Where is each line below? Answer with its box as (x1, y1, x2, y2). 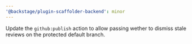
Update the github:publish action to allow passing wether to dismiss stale (5, 25, 187, 32)
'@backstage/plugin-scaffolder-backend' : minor (5, 8, 126, 15)
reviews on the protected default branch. (5, 31, 105, 38)
